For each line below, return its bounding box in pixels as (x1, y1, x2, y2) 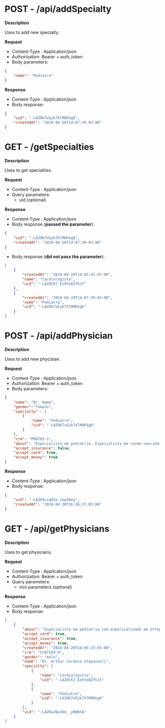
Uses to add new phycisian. (4, 356, 61, 362)
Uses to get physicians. (4, 549, 52, 555)
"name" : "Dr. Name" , (13, 400, 56, 405)
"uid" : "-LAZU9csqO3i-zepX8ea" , (13, 497, 80, 502)
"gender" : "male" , (22, 654, 60, 659)
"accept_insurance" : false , (13, 446, 71, 451)
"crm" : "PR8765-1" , (13, 436, 54, 441)
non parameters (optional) (19, 584, 72, 590)
